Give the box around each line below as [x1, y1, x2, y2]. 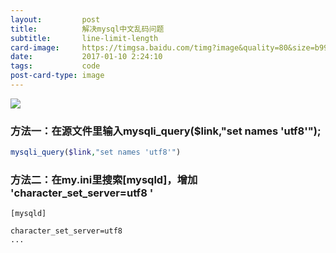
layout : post [10, 14, 101, 25]
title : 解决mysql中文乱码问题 [10, 24, 165, 34]
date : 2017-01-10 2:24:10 [10, 52, 163, 62]
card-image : [10, 42, 60, 53]
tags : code [10, 61, 101, 71]
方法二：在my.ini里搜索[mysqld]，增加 [10, 172, 198, 186]
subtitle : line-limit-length [10, 33, 159, 43]
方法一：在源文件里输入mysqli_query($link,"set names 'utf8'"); [10, 124, 322, 138]
